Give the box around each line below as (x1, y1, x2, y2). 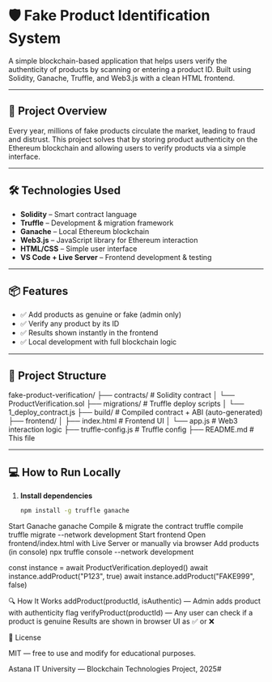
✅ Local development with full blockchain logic (19, 337, 177, 347)
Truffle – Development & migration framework (19, 218, 174, 228)
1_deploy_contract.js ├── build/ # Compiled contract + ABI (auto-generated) (8, 407, 263, 417)
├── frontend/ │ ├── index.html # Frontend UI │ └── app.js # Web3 (8, 416, 238, 426)
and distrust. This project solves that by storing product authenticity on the (8, 134, 258, 144)
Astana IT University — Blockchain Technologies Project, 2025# (8, 663, 222, 673)
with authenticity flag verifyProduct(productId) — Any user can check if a (8, 607, 253, 617)
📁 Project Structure (8, 369, 107, 382)
